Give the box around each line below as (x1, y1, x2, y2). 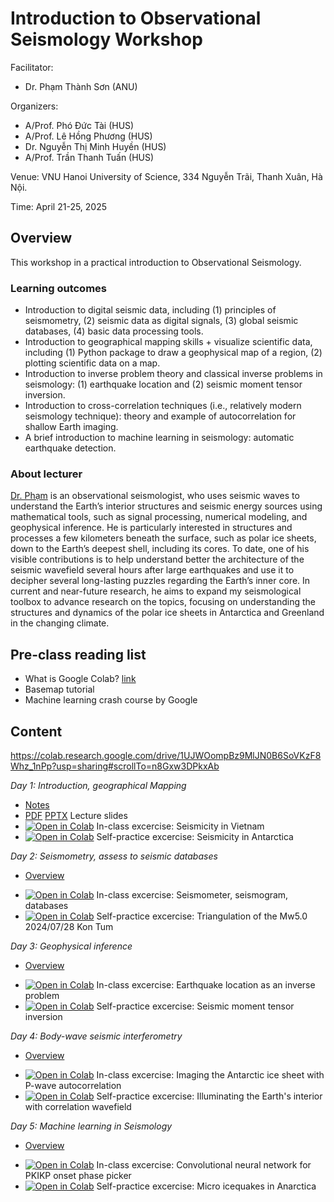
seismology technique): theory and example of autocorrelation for (24, 410, 297, 422)
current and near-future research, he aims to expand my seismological (10, 585, 302, 597)
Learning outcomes (10, 281, 107, 295)
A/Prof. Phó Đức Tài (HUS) (24, 119, 135, 131)
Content (10, 723, 63, 740)
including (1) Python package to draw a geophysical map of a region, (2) (24, 347, 323, 359)
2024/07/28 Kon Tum (24, 920, 114, 932)
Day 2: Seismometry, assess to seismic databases (10, 850, 218, 862)
